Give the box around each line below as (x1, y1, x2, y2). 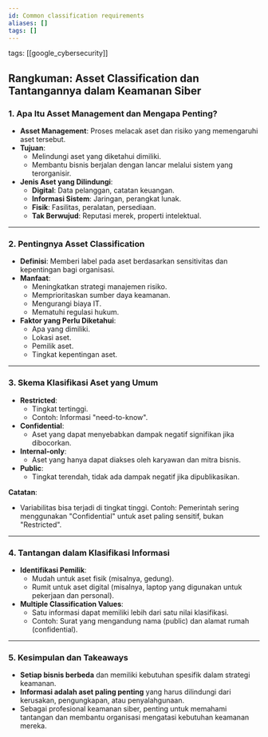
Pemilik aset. (31, 341, 74, 351)
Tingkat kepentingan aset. (31, 350, 118, 359)
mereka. (19, 721, 48, 731)
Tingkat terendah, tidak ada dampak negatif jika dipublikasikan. (31, 472, 240, 481)
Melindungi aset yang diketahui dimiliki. (31, 152, 162, 161)
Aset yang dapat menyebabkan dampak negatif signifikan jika (31, 429, 235, 439)
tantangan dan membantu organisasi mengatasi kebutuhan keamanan (19, 712, 250, 723)
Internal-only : (19, 446, 67, 456)
